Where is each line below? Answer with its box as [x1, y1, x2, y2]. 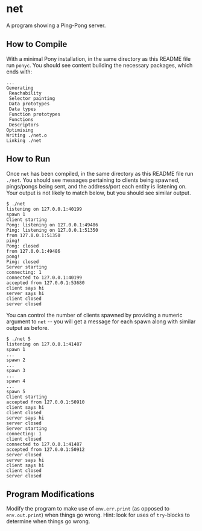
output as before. [6, 324, 49, 331]
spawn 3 [6, 367, 26, 373]
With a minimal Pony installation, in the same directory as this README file [6, 55, 191, 62]
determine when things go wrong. [6, 518, 90, 525]
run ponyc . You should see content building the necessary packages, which [6, 61, 193, 69]
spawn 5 [6, 388, 26, 394]
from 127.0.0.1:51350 [6, 232, 61, 238]
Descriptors [8, 122, 39, 128]
